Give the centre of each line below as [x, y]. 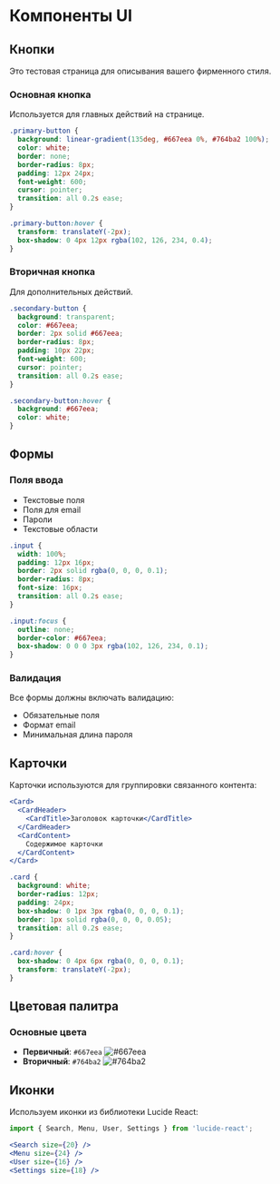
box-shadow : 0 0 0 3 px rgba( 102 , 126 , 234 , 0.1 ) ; [113, 646]
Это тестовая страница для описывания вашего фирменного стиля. [140, 71]
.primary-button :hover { [56, 223]
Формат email [49, 725]
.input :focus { [38, 621]
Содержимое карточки [64, 844]
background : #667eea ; [58, 409]
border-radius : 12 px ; [58, 894]
